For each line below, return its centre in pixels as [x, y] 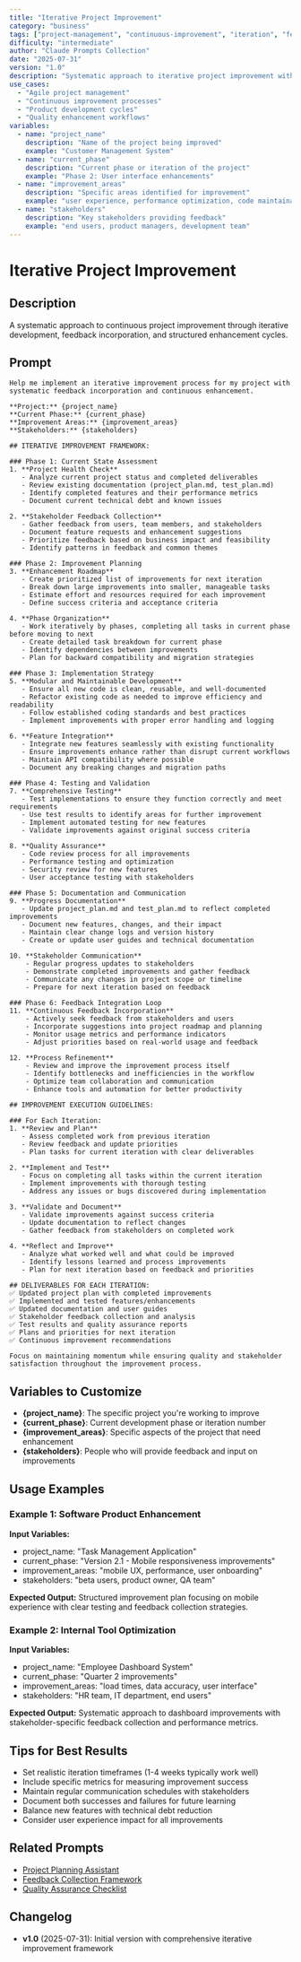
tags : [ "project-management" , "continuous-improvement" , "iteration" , [144, 34]
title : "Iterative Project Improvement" [86, 17]
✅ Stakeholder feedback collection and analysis [103, 1317]
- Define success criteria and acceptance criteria [120, 603]
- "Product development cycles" [78, 109]
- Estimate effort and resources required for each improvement [144, 595]
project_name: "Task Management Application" [109, 1551]
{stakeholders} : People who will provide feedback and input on [140, 1451]
